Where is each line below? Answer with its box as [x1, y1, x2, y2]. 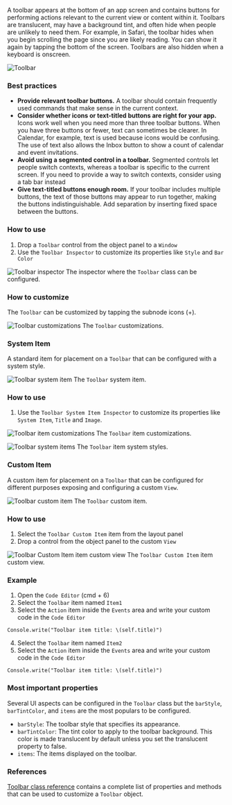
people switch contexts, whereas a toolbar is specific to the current [17, 163, 210, 172]
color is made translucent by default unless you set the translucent [17, 734, 208, 742]
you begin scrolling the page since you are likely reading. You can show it [7, 35, 217, 44]
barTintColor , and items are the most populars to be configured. [7, 706, 191, 715]
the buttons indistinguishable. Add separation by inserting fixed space [17, 200, 217, 208]
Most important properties [7, 683, 98, 693]
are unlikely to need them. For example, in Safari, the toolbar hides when [7, 28, 214, 36]
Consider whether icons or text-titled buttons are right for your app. [17, 111, 217, 120]
